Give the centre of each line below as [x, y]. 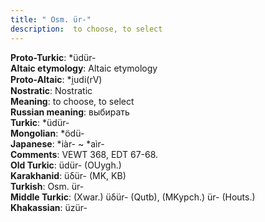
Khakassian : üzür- [49, 207]
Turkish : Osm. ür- [47, 186]
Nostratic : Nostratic [51, 90]
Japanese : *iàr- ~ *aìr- [57, 143]
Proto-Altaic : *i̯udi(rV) [56, 79]
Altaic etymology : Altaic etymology [84, 68]
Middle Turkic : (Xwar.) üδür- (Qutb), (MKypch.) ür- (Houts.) [133, 197]
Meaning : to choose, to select [72, 101]
